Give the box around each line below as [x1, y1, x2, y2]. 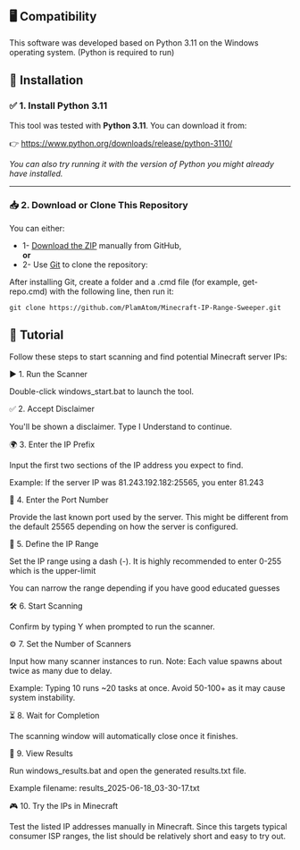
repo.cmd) [9, 286, 48, 297]
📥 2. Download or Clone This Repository [9, 199, 189, 212]
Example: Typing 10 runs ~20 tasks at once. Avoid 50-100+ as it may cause [9, 682, 286, 693]
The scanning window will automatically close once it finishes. [9, 730, 238, 741]
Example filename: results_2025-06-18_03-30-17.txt [9, 782, 200, 793]
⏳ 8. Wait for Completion [9, 710, 100, 720]
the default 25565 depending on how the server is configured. [9, 521, 238, 532]
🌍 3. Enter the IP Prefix [9, 439, 96, 450]
